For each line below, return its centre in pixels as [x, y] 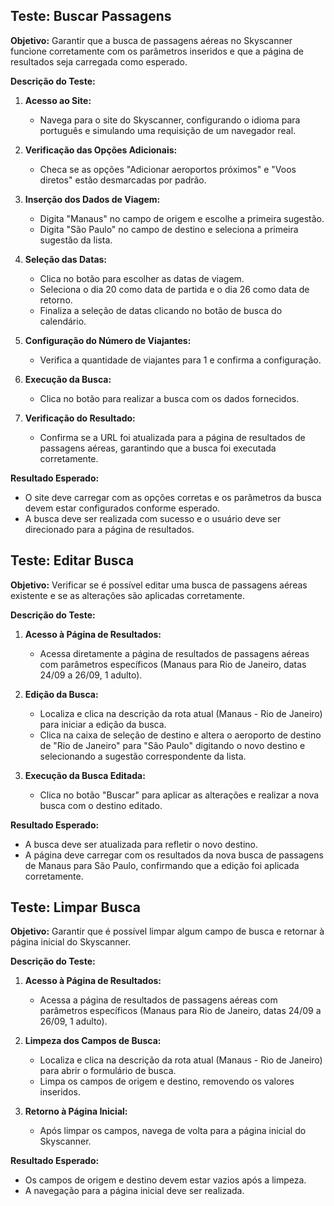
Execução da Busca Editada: [85, 775]
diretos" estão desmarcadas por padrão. [123, 180]
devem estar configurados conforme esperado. [122, 508]
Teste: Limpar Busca [76, 907]
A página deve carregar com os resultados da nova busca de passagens [174, 855]
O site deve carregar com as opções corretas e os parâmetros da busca [173, 497]
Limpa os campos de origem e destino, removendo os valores [167, 1081]
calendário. [63, 321]
